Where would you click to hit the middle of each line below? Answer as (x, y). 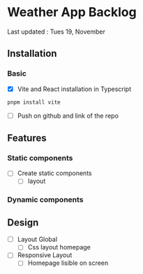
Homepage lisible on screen (68, 263)
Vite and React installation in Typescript (74, 89)
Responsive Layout (45, 255)
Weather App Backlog (72, 12)
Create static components (54, 173)
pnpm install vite (34, 102)
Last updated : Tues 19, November (57, 32)
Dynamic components (45, 200)
